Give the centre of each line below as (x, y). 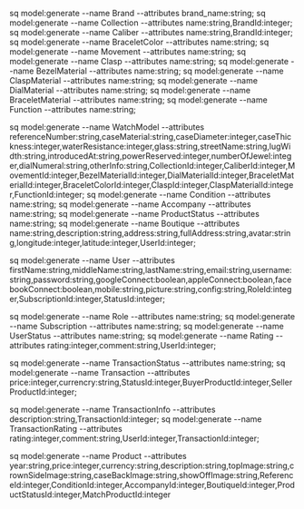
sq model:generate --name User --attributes (92, 260)
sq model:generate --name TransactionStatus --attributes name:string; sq (147, 363)
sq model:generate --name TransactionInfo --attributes (113, 409)
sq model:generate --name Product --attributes (98, 456)
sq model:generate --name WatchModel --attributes (107, 127)
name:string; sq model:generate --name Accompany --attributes (130, 204)
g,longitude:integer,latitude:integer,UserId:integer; (103, 243)
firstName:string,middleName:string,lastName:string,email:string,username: (151, 270)
